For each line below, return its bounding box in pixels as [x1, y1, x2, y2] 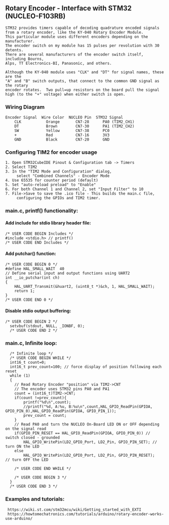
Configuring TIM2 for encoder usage [5, 149, 98, 156]
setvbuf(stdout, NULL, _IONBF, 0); [10, 323, 85, 328]
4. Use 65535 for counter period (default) [5, 178, 99, 183]
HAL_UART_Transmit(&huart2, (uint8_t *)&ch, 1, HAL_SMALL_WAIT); [14, 284, 155, 289]
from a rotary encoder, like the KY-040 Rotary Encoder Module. [5, 30, 144, 35]
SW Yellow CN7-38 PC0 [14, 128, 110, 134]
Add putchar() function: [5, 250, 57, 257]
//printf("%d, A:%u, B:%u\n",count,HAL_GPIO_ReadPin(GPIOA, [23, 404, 153, 409]
